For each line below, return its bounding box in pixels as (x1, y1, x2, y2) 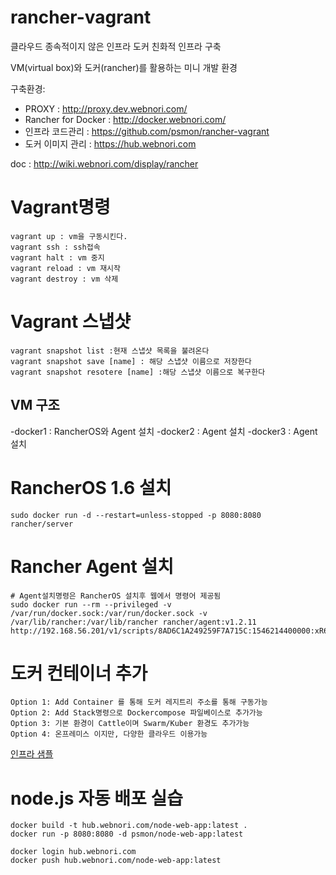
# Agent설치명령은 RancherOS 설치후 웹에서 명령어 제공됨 (10, 591, 222, 601)
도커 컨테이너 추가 (10, 662, 148, 685)
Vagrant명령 (10, 196, 111, 219)
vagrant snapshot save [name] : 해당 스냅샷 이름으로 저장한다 (10, 356, 252, 366)
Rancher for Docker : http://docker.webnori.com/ (24, 113, 227, 125)
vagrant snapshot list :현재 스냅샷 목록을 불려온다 (10, 346, 210, 356)
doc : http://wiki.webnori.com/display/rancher (10, 157, 199, 170)
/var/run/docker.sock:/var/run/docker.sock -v (10, 608, 208, 618)
